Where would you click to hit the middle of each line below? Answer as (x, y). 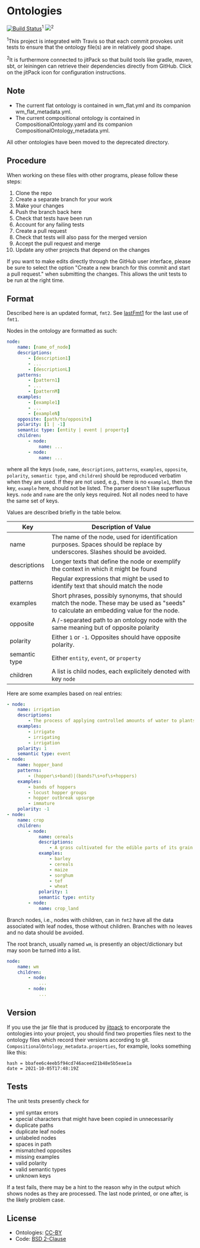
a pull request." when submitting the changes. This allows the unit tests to (97, 274)
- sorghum (61, 875)
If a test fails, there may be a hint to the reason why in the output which (93, 1187)
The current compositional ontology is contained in (77, 118)
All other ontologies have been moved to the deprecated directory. (88, 142)
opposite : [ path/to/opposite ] (55, 419)
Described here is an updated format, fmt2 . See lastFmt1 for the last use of (98, 313)
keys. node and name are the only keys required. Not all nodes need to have (98, 494)
